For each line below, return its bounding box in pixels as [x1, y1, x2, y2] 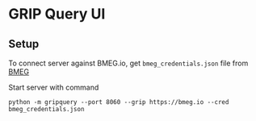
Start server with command [8, 82, 99, 92]
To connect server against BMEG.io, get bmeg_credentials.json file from [8, 58, 249, 68]
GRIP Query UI [8, 5, 106, 23]
